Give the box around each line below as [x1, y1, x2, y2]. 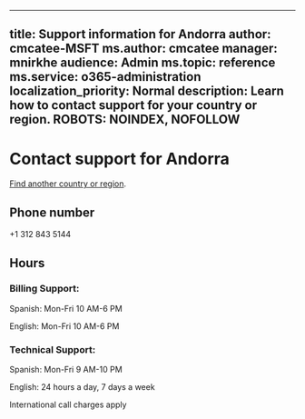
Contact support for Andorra [9, 148, 230, 169]
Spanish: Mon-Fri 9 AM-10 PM [9, 364, 123, 375]
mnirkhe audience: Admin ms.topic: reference [9, 55, 276, 71]
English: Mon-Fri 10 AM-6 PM [9, 320, 120, 332]
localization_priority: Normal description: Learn [9, 84, 284, 99]
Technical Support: [9, 343, 96, 355]
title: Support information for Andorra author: [9, 26, 271, 42]
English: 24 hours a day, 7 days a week [9, 382, 156, 393]
